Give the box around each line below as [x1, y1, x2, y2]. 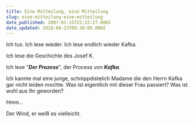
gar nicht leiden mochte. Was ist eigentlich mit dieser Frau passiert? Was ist [6, 81, 188, 88]
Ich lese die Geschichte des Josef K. [6, 52, 95, 59]
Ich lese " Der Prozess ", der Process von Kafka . [6, 64, 121, 71]
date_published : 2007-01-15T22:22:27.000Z [6, 19, 111, 25]
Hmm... [6, 99, 24, 106]
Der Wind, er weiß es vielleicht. [6, 110, 81, 117]
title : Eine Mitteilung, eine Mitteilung [6, 8, 109, 15]
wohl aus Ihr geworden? [6, 87, 64, 94]
